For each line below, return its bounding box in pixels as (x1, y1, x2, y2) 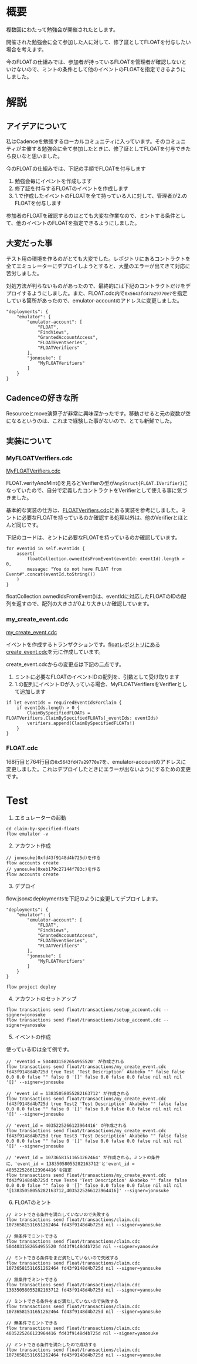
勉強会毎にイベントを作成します (14, 177, 92, 184)
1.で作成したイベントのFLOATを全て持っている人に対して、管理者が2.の (14, 192, 188, 199)
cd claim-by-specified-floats (6, 826, 80, 831)
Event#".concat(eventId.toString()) (6, 571, 96, 577)
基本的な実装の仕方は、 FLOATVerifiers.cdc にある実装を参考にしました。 (6, 507, 182, 514)
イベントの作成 (14, 1033, 51, 1040)
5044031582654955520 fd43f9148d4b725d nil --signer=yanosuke (6, 1243, 159, 1249)
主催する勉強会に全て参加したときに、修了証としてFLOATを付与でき (21, 145, 186, 152)
